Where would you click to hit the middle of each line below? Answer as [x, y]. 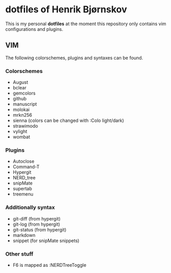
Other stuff [19, 254]
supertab [22, 189]
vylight [20, 132]
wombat [21, 137]
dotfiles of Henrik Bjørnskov [66, 10]
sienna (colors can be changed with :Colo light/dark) [68, 121]
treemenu [23, 194]
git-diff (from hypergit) [36, 219]
